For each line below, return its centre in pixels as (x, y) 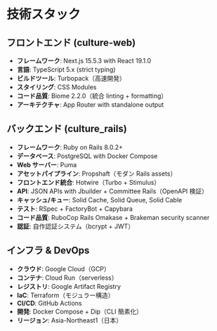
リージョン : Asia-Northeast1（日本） (70, 320)
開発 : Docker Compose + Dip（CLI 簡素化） (80, 311)
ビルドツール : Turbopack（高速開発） (71, 78)
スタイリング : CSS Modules (57, 87)
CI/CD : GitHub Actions (49, 303)
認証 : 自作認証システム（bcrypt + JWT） (75, 226)
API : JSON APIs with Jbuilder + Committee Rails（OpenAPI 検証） (112, 191)
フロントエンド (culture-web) (71, 43)
